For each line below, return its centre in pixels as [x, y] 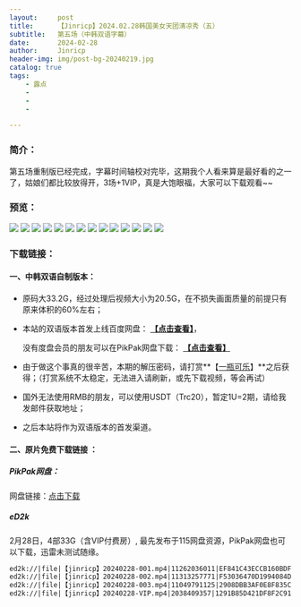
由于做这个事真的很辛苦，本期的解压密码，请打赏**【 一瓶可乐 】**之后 [152, 366]
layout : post [42, 17]
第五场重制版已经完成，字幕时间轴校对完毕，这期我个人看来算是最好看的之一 [150, 171]
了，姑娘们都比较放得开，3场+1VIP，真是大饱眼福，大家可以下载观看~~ [141, 182]
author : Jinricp [48, 51]
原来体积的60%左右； [63, 309]
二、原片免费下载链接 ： [54, 449]
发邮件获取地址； [54, 407]
